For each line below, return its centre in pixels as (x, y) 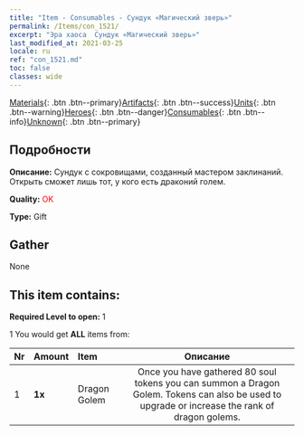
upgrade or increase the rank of (207, 406)
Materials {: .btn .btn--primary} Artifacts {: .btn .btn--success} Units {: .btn (142, 102)
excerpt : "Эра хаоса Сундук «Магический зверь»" (105, 34)
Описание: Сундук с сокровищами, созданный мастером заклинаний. (146, 172)
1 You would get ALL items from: (70, 335)
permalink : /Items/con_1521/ (64, 26)
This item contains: (65, 295)
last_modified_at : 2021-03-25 (66, 43)
